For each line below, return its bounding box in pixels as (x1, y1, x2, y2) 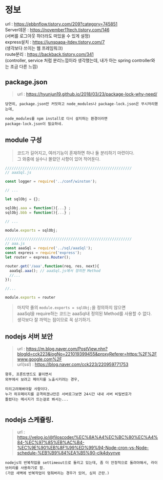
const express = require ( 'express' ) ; (5, 250, 82, 255)
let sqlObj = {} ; (5, 197, 41, 202)
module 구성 (5, 136, 42, 144)
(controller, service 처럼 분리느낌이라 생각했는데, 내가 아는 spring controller (5, 57, 151, 63)
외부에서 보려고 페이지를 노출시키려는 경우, (5, 377, 80, 382)
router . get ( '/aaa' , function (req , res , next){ (5, 264, 99, 268)
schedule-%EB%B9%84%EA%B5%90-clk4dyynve (17, 450, 121, 456)
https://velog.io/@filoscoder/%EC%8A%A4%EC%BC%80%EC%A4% (17, 434, 158, 440)
